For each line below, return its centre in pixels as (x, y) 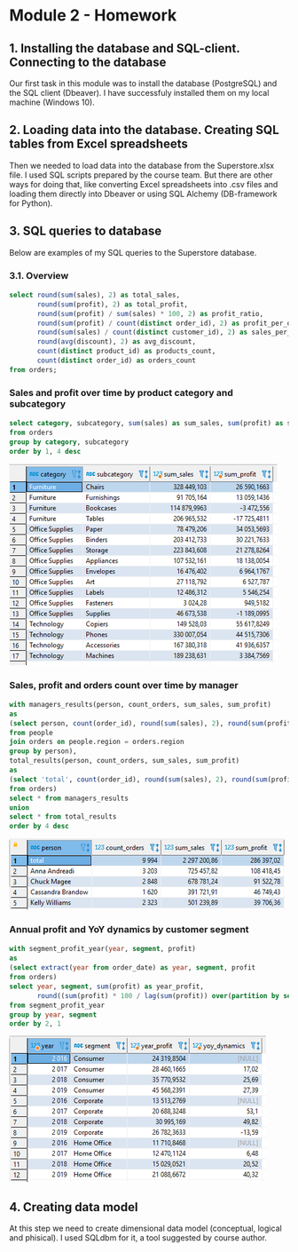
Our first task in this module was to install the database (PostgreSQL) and (143, 83)
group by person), (43, 751)
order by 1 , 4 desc (45, 451)
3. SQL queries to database (86, 231)
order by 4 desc (39, 827)
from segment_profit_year (57, 1005)
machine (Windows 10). (52, 102)
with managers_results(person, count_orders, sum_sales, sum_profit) (141, 704)
